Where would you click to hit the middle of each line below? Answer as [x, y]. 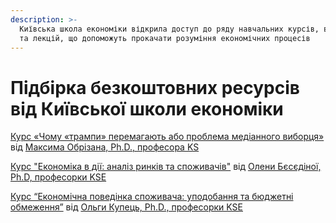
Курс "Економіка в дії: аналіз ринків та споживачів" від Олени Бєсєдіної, [166, 167]
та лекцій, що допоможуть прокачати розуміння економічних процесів [165, 38]
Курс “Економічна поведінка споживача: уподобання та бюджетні [152, 197]
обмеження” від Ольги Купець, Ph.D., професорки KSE [126, 207]
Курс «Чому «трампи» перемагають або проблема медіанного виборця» [167, 137]
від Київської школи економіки [147, 108]
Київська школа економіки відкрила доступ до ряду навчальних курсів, [169, 29]
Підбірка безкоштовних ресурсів [155, 87]
